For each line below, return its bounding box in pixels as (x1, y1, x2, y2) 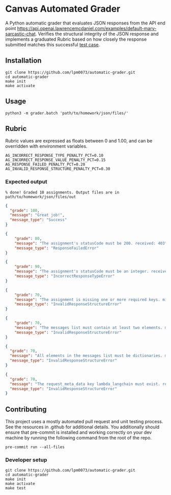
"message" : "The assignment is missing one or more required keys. (14, 297, 160, 302)
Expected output (5, 178, 47, 185)
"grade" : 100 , (10, 208, 40, 213)
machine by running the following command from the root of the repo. (5, 435, 152, 441)
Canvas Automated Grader (5, 3, 121, 15)
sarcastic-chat (5, 31, 36, 37)
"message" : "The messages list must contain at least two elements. (14, 325, 163, 330)
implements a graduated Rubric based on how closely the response (5, 36, 147, 42)
